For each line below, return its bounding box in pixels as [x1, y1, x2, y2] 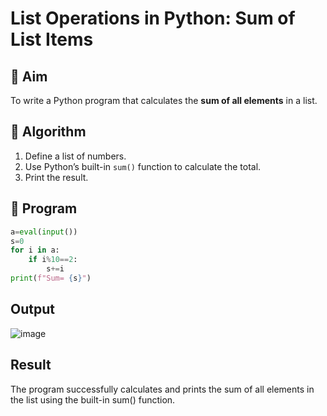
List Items [10, 28, 94, 51]
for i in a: [10, 245, 60, 256]
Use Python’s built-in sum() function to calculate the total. [24, 160, 262, 172]
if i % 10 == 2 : [28, 255, 78, 265]
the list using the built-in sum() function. [10, 393, 176, 406]
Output [10, 301, 55, 318]
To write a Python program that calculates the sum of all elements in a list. [10, 95, 318, 106]
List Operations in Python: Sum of [10, 7, 296, 30]
